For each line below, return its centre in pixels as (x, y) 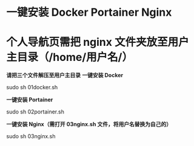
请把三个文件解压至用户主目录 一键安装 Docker (65, 75)
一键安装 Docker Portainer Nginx (89, 12)
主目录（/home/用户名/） (70, 57)
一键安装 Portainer (30, 100)
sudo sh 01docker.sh (32, 87)
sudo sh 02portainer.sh (35, 112)
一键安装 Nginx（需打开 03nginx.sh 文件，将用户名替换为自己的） (89, 124)
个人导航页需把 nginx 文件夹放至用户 (98, 42)
